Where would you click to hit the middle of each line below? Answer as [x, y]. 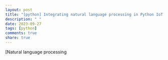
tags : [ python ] [21, 28]
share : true [18, 38]
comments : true [21, 33]
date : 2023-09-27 [23, 24]
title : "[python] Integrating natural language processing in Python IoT [84, 14]
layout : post [19, 10]
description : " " [23, 19]
